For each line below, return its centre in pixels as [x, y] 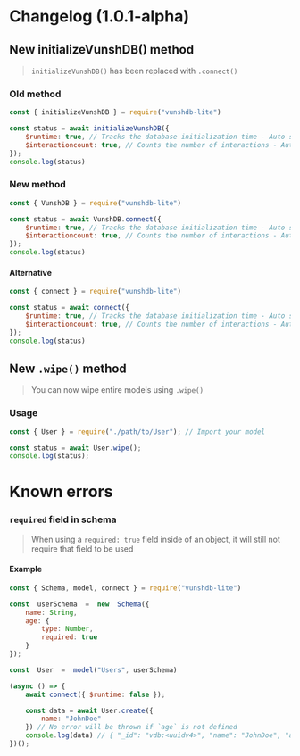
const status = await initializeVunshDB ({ [89, 129]
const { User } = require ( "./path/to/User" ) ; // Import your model [137, 432]
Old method [35, 94]
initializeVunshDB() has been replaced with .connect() [134, 71]
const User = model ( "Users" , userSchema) [93, 670]
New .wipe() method [68, 368]
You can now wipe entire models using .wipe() [117, 390]
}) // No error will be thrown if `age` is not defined [132, 727]
